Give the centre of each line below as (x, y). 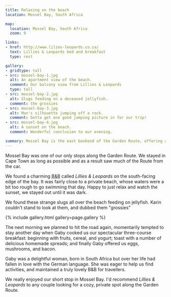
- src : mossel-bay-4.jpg (32, 122)
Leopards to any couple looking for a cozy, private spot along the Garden (82, 284)
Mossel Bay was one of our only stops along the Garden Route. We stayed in (85, 155)
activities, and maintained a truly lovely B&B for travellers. (66, 269)
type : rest (21, 56)
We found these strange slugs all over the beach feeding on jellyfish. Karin (83, 202)
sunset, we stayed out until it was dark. (46, 192)
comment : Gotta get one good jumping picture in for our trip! (78, 118)
